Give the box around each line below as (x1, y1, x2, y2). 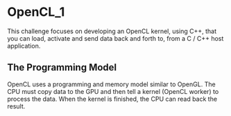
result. (7, 101, 26, 110)
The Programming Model (7, 61, 117, 73)
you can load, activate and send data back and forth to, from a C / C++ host (7, 34, 224, 42)
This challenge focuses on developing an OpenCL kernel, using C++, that (7, 27, 217, 35)
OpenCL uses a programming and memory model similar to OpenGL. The (7, 80, 216, 88)
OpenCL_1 (7, 4, 65, 20)
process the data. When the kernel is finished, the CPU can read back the (7, 95, 217, 103)
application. (7, 41, 41, 50)
